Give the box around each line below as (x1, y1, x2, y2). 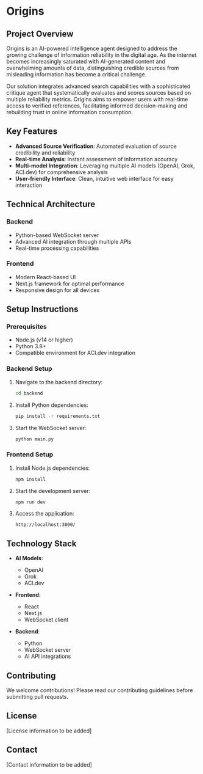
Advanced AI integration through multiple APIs (15, 238, 132, 245)
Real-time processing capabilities (15, 244, 99, 252)
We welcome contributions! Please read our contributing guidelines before (6, 687, 193, 694)
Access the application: (15, 510, 74, 517)
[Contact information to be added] (6, 761, 93, 768)
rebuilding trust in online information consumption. (6, 109, 133, 115)
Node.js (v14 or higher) (15, 336, 73, 343)
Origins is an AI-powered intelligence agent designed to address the (6, 45, 178, 52)
